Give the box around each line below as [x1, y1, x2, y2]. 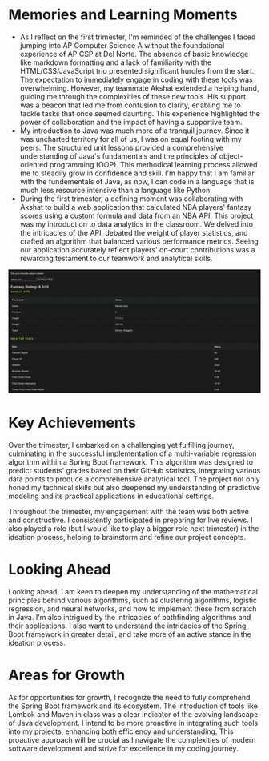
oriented [19, 159, 48, 169]
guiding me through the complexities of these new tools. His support [19, 91, 247, 101]
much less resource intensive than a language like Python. [19, 185, 212, 195]
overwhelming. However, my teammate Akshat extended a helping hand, [19, 83, 259, 93]
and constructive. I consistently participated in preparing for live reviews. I [8, 515, 253, 525]
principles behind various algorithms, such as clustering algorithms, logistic [8, 595, 258, 605]
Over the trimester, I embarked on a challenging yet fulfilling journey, [8, 440, 235, 449]
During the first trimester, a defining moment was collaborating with [19, 194, 243, 203]
